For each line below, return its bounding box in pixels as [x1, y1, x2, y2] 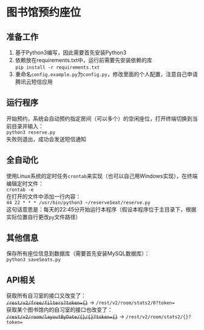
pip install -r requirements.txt [15, 64, 100, 70]
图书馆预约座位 [6, 5, 81, 19]
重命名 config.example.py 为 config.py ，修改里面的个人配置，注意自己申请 [15, 70, 198, 78]
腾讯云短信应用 [15, 78, 53, 85]
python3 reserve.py [6, 129, 56, 136]
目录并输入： [11, 122, 44, 129]
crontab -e [6, 187, 34, 193]
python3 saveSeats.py [6, 256, 61, 263]
